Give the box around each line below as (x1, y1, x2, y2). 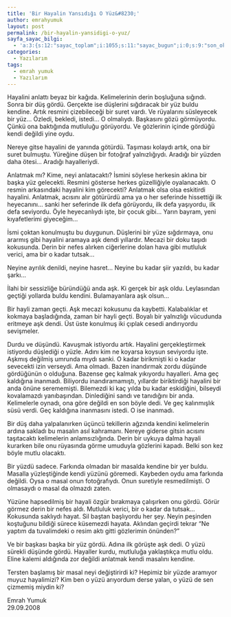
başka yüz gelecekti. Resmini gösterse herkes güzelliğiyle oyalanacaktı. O (7, 179, 217, 187)
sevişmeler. (7, 327, 40, 335)
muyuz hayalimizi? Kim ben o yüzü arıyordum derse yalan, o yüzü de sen (7, 576, 214, 584)
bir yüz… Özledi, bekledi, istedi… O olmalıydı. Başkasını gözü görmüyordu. (7, 115, 217, 123)
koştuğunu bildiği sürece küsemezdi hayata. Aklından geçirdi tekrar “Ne (7, 520, 210, 528)
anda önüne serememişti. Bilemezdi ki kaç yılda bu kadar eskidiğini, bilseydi (7, 384, 221, 393)
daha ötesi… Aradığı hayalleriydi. (7, 158, 100, 166)
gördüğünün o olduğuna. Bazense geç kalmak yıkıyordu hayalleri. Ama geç (7, 370, 219, 378)
